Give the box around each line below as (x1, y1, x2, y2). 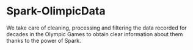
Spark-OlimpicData (6, 4, 106, 18)
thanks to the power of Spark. (6, 37, 81, 44)
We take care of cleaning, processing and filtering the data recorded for (6, 24, 188, 31)
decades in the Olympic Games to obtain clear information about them (6, 30, 183, 37)
